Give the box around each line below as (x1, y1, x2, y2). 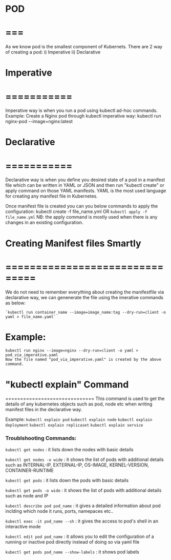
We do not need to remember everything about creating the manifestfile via (5, 288, 164, 295)
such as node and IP (5, 492, 49, 498)
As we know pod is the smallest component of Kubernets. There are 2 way (5, 44, 163, 50)
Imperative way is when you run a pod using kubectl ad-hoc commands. (5, 107, 158, 113)
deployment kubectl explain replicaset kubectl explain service (5, 423, 143, 428)
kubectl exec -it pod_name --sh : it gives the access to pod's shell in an (5, 518, 159, 524)
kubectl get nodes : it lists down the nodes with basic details (5, 446, 134, 452)
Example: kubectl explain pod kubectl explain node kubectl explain (5, 416, 153, 422)
